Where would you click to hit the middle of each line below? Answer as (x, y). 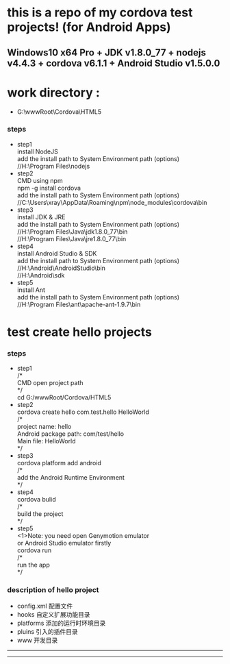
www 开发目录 (37, 640)
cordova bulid (36, 500)
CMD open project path (50, 383)
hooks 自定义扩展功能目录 (53, 614)
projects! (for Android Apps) (89, 27)
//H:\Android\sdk (41, 275)
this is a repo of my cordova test (100, 13)
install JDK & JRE (41, 217)
